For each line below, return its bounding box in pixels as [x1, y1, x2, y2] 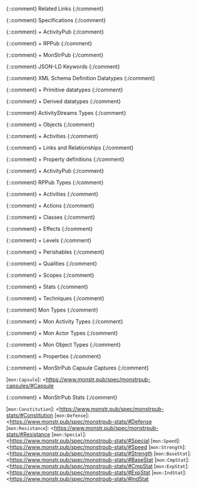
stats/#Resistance [6, 431, 51, 438]
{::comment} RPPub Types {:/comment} [6, 179, 104, 186]
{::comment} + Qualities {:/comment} [6, 260, 97, 267]
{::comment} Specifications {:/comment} [6, 17, 106, 23]
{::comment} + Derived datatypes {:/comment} [6, 98, 121, 105]
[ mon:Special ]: [51, 431, 87, 438]
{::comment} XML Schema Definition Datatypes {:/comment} [6, 75, 155, 81]
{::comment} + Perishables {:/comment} [6, 248, 104, 255]
